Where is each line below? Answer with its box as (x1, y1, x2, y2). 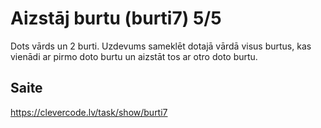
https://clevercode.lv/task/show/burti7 (10, 106, 168, 118)
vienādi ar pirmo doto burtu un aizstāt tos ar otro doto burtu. (10, 50, 258, 62)
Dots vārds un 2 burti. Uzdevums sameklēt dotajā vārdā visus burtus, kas (10, 40, 312, 52)
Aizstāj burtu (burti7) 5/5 (10, 7, 222, 30)
